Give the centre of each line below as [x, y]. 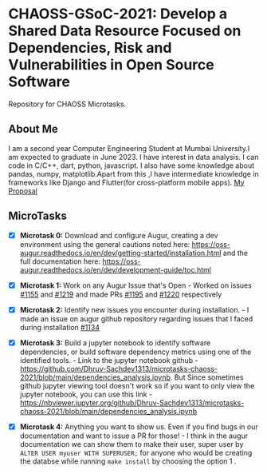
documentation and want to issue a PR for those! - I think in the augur [134, 436]
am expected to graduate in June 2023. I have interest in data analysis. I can [133, 157]
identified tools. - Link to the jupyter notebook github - [109, 360]
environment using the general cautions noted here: [105, 244]
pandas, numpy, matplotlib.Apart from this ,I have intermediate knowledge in [133, 173]
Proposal [23, 191]
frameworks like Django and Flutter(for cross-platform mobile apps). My [126, 182]
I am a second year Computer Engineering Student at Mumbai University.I [129, 148]
